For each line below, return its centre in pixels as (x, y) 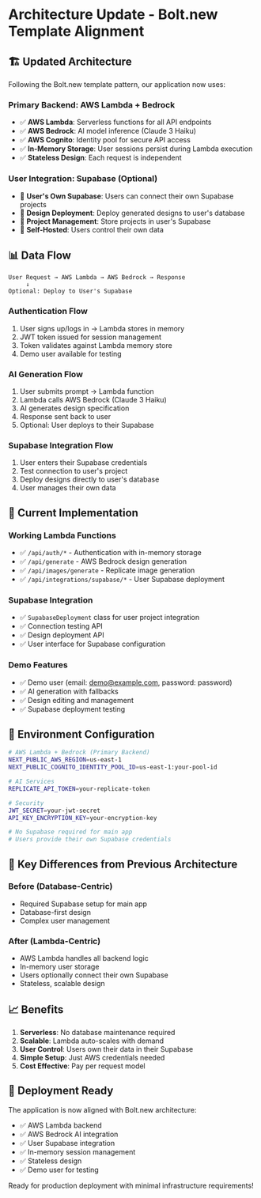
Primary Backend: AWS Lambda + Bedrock (92, 104)
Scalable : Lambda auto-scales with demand (92, 1041)
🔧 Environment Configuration (81, 734)
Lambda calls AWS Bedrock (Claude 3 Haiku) (93, 400)
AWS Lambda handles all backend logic (84, 958)
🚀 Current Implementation (73, 513)
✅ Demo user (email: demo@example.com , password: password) (126, 682)
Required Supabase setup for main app (83, 904)
